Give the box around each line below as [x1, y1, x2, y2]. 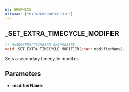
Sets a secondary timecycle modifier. [5, 56, 79, 61]
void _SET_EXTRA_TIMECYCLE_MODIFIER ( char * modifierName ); [5, 47, 125, 52]
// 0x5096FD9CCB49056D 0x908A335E [5, 42, 75, 47]
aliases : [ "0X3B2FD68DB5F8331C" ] [5, 12, 73, 16]
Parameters [5, 70, 41, 78]
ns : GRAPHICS [5, 7, 32, 12]
